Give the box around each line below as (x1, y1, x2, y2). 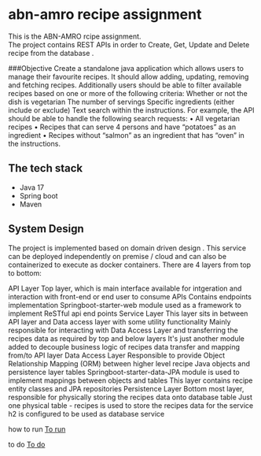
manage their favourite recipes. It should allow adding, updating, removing (8, 72, 249, 81)
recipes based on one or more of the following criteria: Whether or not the (8, 88, 248, 98)
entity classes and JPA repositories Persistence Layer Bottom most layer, (8, 384, 244, 393)
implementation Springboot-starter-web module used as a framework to (8, 300, 242, 310)
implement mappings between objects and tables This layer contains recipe (8, 376, 253, 385)
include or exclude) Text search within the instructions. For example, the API (8, 105, 255, 115)
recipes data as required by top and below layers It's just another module (8, 333, 245, 343)
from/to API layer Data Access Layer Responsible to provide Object (8, 350, 226, 360)
